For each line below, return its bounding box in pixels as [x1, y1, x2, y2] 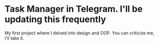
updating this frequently [4, 14, 106, 25]
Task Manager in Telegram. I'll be [4, 3, 143, 15]
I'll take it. [4, 35, 24, 41]
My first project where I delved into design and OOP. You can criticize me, [4, 30, 155, 36]
